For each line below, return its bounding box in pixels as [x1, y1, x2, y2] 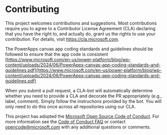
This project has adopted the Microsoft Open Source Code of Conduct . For [5, 113, 159, 119]
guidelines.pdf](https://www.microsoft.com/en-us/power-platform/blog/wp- [5, 67, 162, 73]
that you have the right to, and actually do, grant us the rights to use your [5, 31, 156, 37]
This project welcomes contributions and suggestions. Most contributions [5, 20, 157, 26]
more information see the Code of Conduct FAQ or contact [5, 118, 126, 124]
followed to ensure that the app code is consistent [5, 51, 108, 57]
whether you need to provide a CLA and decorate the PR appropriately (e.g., [5, 93, 162, 99]
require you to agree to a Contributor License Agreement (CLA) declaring [5, 25, 156, 31]
